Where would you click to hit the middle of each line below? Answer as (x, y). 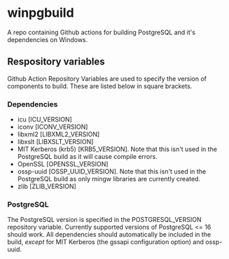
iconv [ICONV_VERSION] (53, 127)
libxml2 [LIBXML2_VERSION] (58, 134)
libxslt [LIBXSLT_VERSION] (55, 142)
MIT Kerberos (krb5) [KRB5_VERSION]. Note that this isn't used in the (117, 149)
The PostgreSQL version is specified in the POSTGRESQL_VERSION (104, 220)
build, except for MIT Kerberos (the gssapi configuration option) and (106, 242)
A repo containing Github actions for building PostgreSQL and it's (102, 32)
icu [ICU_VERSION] (44, 120)
